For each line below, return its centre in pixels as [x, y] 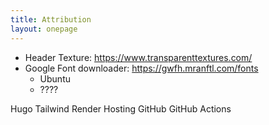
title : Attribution [51, 19]
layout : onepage [44, 29]
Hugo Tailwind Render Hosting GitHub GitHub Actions [121, 108]
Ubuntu [55, 78]
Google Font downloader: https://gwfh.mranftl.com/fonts [141, 68]
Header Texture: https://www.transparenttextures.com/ [138, 57]
